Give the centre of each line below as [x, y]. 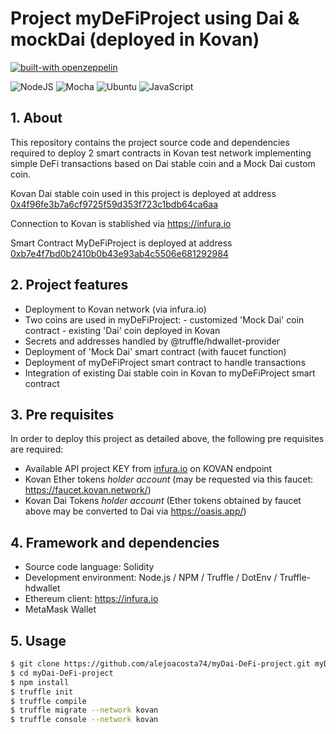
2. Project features [69, 285]
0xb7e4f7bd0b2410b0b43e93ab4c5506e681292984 [119, 253]
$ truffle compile [48, 701]
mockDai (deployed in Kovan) [135, 39]
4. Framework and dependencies [115, 542]
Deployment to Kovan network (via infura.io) [115, 309]
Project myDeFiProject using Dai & [155, 18]
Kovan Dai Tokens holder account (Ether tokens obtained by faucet [163, 501]
